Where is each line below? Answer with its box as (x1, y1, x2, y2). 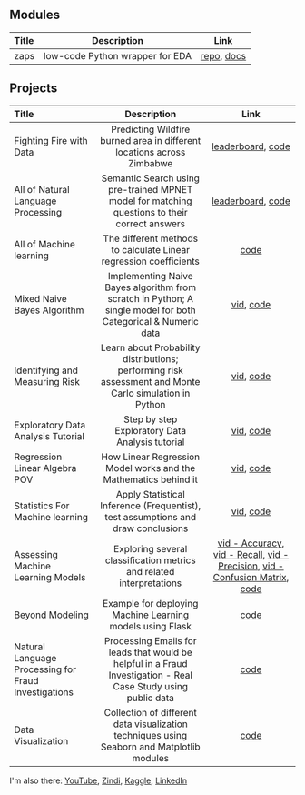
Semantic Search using (101, 172, 200, 185)
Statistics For (14, 499, 70, 512)
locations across (114, 146, 186, 158)
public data (126, 691, 175, 704)
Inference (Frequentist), (99, 499, 202, 512)
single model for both (104, 304, 197, 317)
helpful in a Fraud (113, 657, 188, 669)
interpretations (119, 577, 182, 589)
